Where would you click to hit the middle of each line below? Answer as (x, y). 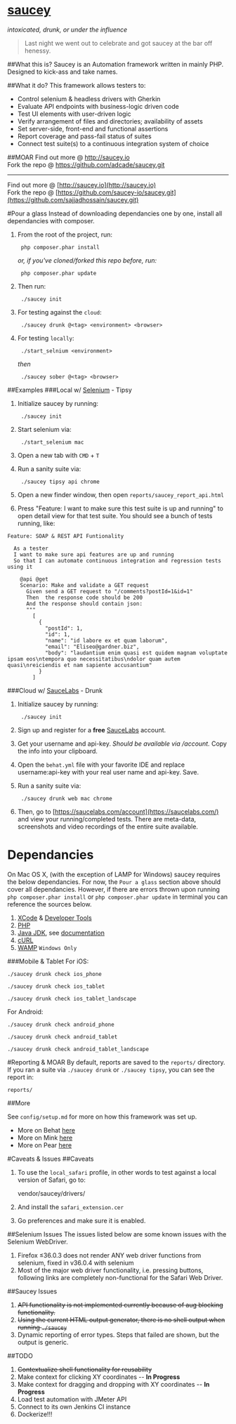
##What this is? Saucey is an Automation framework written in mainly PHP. (116, 64)
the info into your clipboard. (58, 751)
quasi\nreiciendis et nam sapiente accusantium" (80, 665)
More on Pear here (45, 1145)
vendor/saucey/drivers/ (51, 1193)
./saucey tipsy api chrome (60, 482)
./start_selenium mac (52, 442)
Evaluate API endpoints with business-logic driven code (98, 106)
